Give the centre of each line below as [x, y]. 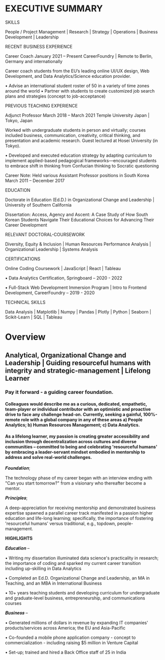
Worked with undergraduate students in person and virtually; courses [76, 130]
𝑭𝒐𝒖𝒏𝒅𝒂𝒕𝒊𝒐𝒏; [18, 468]
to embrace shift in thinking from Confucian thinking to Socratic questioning [82, 166]
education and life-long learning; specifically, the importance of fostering [79, 519]
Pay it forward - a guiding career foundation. [59, 392]
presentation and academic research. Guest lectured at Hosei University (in [82, 140]
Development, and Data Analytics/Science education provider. [68, 76]
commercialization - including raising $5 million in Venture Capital [72, 643]
